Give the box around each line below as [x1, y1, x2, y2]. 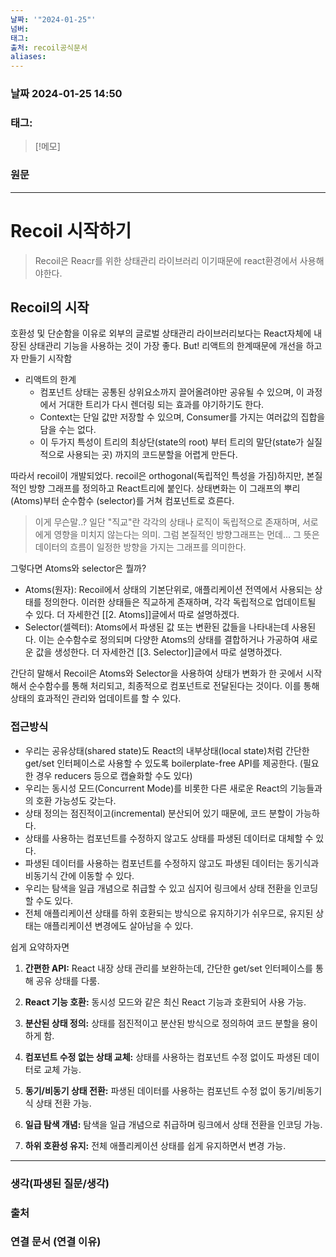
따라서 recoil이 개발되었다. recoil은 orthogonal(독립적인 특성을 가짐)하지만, [10, 470, 305, 482]
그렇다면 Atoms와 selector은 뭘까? [10, 562, 147, 575]
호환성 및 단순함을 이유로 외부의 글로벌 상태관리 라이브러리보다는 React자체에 [10, 327, 312, 340]
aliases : [10, 52, 47, 62]
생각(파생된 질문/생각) [10, 1176, 110, 1190]
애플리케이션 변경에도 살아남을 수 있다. [43, 919, 194, 931]
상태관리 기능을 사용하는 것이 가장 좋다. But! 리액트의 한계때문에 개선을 [28, 340, 304, 352]
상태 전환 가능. [35, 1097, 92, 1109]
